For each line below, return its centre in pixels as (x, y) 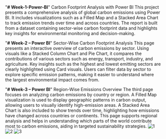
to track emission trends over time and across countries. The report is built (81, 23)
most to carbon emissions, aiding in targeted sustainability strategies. (76, 126)
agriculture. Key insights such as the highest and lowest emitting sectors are (83, 64)
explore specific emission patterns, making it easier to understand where (80, 74)
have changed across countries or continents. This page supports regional (81, 116)
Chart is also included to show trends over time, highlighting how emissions (82, 110)
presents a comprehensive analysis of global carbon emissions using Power (83, 12)
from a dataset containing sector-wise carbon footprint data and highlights (81, 28)
